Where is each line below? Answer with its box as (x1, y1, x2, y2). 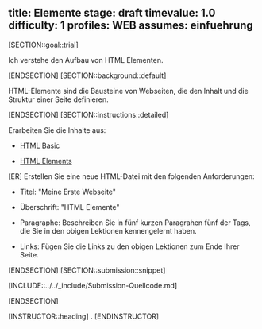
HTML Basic (19, 141, 60, 150)
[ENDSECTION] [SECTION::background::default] (8, 71, 167, 80)
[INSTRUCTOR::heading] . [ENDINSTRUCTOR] (8, 312, 160, 321)
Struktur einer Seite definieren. (8, 95, 109, 104)
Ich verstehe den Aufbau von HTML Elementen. (8, 55, 164, 64)
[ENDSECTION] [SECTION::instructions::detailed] (8, 110, 169, 119)
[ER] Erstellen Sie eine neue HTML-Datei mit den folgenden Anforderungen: (8, 171, 256, 181)
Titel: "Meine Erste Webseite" (19, 187, 117, 196)
